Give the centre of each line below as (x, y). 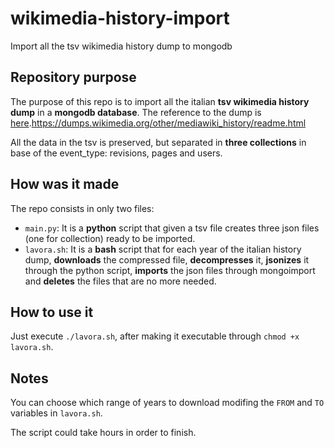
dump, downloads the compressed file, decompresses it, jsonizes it (167, 259)
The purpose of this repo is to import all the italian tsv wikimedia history (160, 101)
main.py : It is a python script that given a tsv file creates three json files (172, 228)
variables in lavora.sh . (56, 413)
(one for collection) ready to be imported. (110, 238)
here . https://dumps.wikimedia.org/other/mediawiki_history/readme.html (158, 123)
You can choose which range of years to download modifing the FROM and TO (167, 403)
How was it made (65, 184)
